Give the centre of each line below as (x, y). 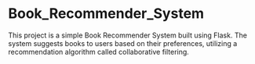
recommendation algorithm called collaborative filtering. (99, 52)
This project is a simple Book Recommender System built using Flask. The (127, 35)
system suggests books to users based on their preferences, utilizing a (123, 43)
